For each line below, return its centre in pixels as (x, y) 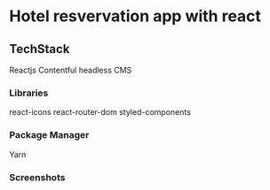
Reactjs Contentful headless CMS (71, 70)
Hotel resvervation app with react (135, 16)
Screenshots (37, 177)
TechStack (40, 49)
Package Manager (49, 135)
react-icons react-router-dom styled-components (100, 112)
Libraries (29, 93)
